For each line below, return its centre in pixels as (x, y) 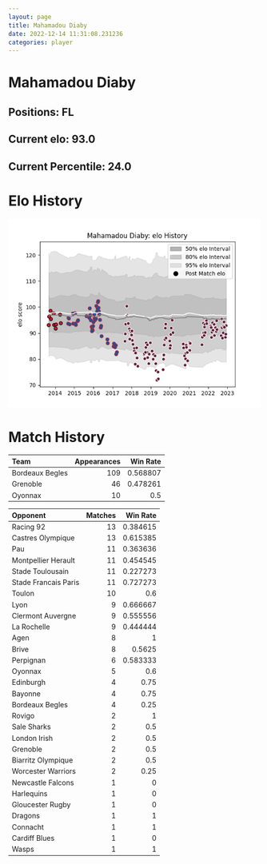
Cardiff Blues (33, 838)
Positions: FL (41, 112)
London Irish (32, 738)
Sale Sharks (31, 727)
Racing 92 (28, 527)
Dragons (26, 816)
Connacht (28, 826)
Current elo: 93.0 (52, 139)
